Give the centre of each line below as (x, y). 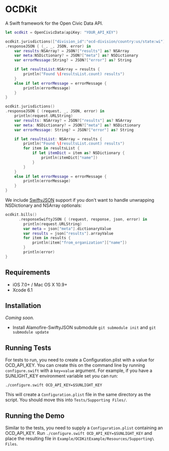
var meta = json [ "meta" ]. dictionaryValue (67, 229)
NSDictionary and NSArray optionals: (44, 205)
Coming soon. (20, 318)
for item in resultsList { (52, 148)
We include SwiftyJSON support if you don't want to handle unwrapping (80, 200)
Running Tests (28, 348)
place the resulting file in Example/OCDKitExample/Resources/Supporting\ (80, 438)
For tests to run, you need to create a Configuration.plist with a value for (80, 360)
